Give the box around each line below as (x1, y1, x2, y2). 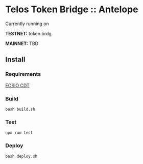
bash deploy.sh (5, 154, 38, 159)
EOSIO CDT (5, 82, 30, 88)
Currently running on (5, 20, 50, 27)
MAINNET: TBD (5, 40, 38, 47)
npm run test (5, 130, 33, 135)
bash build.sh (5, 107, 36, 112)
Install (5, 55, 26, 64)
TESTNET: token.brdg (5, 30, 52, 36)
